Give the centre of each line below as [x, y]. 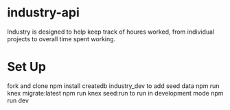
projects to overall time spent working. [61, 38]
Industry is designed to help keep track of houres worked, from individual [111, 32]
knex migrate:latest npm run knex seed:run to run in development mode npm [115, 93]
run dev [18, 100]
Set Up [27, 67]
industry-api [44, 13]
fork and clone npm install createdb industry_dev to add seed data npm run [113, 86]
